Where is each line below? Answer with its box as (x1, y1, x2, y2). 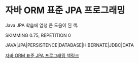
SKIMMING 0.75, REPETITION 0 (5, 32, 71, 38)
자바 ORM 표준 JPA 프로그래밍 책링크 (5, 52, 80, 58)
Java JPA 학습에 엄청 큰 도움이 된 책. (5, 22, 79, 28)
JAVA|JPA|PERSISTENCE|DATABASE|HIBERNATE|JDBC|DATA (5, 42, 134, 48)
